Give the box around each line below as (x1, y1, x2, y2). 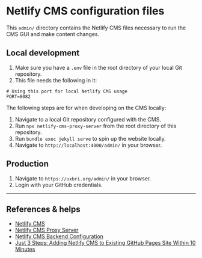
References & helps (6, 204, 81, 214)
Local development (6, 48, 80, 58)
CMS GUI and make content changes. (6, 30, 100, 37)
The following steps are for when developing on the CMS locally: (6, 104, 167, 111)
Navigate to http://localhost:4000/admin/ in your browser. (14, 141, 162, 149)
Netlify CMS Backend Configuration (14, 233, 104, 240)
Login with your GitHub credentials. (14, 181, 103, 188)
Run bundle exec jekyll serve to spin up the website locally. (14, 135, 167, 142)
